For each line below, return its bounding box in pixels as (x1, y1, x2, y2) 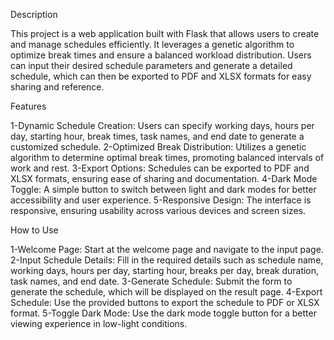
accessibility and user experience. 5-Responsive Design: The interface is (10, 194, 312, 206)
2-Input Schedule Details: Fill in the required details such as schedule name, (10, 254, 324, 266)
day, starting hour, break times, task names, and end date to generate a (10, 130, 305, 142)
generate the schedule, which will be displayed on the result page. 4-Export (10, 286, 323, 298)
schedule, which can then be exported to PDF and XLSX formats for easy (10, 70, 312, 82)
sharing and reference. (10, 81, 105, 93)
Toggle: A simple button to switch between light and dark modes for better (10, 184, 317, 195)
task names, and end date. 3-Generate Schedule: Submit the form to (10, 275, 293, 287)
